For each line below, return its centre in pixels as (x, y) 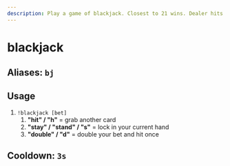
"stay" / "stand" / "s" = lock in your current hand (98, 127)
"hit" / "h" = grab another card (72, 120)
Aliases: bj (31, 73)
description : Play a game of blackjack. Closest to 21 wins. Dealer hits (115, 13)
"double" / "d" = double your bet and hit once (93, 134)
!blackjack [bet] (42, 113)
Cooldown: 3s (37, 156)
